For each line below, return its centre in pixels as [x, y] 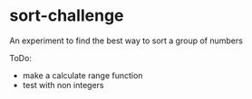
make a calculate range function [82, 75]
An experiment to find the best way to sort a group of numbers [126, 40]
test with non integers [63, 85]
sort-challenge [67, 16]
